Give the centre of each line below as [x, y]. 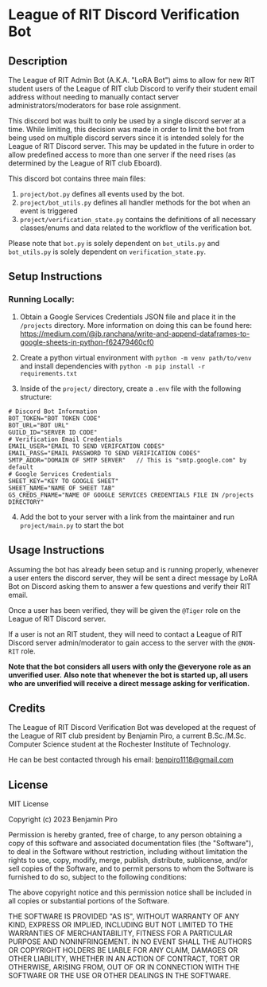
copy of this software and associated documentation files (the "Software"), [131, 843]
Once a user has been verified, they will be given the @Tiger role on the [124, 610]
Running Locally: [42, 299]
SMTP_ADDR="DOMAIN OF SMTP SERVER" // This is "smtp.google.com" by [128, 460]
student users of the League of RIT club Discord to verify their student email [133, 88]
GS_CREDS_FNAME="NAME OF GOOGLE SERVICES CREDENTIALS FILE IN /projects [131, 495]
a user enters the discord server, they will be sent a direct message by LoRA [133, 578]
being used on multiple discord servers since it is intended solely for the [126, 138]
